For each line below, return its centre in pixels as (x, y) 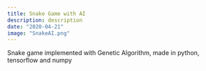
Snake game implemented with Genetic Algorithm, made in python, (103, 53)
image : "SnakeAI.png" (39, 33)
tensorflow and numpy (39, 61)
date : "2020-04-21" (36, 26)
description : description (45, 20)
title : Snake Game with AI (46, 14)
